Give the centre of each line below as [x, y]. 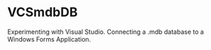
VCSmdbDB [42, 12]
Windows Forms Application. [49, 39]
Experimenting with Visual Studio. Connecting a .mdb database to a [105, 32]
